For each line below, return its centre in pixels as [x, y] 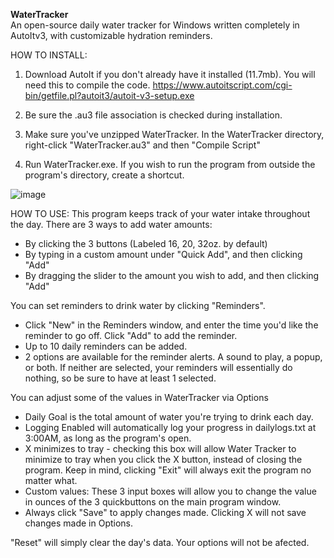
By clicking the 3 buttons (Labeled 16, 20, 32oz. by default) [146, 243]
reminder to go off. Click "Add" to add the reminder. [131, 335]
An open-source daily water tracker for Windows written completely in [155, 25]
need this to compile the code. [87, 85]
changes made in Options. [79, 523]
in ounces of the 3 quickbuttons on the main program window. [153, 502]
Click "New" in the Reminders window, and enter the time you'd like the [171, 325]
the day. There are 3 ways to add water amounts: [111, 224]
